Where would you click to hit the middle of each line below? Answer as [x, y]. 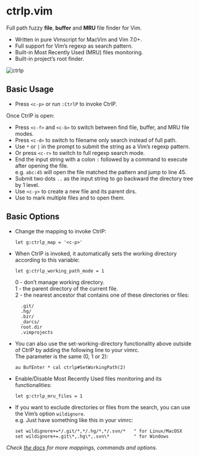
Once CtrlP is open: [30, 115]
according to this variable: [47, 260]
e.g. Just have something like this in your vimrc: [74, 420]
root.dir [32, 327]
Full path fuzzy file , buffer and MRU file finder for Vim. [74, 28]
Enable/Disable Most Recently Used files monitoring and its [88, 379]
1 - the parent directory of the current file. [66, 288]
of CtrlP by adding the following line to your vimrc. [77, 350]
